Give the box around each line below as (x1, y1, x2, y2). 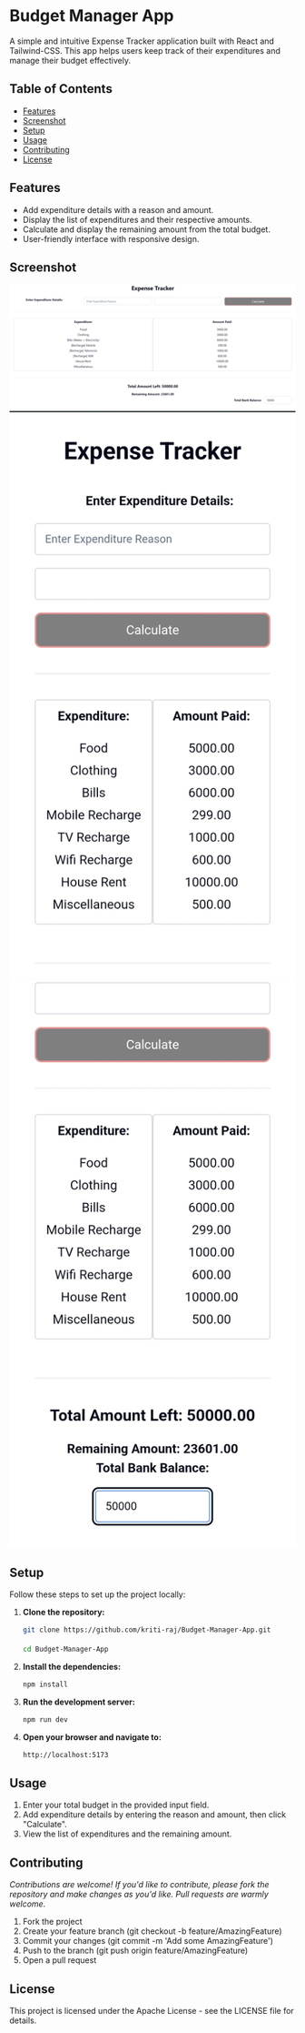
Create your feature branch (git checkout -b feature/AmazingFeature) (22, 1926, 283, 1937)
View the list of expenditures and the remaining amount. (22, 1828, 232, 1839)
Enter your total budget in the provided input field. (22, 1799, 210, 1811)
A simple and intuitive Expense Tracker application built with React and (9, 35, 275, 46)
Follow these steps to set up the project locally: (9, 1589, 186, 1600)
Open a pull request (22, 1955, 97, 1966)
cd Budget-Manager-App (22, 1644, 109, 1654)
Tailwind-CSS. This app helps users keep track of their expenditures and (9, 45, 281, 56)
